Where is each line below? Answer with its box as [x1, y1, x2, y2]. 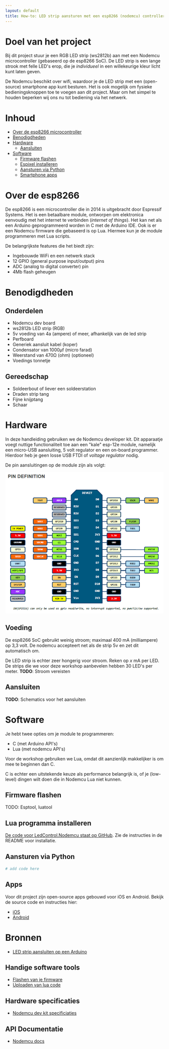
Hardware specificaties [5, 996, 80, 1005]
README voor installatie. [5, 838, 57, 844]
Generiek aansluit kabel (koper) [12, 342, 78, 348]
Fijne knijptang [12, 397, 43, 403]
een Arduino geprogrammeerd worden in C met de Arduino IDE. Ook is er [5, 222, 157, 228]
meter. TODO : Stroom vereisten [5, 668, 70, 674]
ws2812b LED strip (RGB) [12, 325, 65, 331]
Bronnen [5, 932, 42, 943]
